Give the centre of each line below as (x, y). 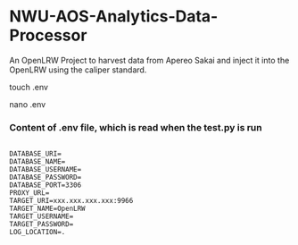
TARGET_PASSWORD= (41, 224)
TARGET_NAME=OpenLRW (48, 209)
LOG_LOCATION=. (37, 232)
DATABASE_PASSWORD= (46, 177)
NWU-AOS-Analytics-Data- (114, 17)
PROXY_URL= (29, 193)
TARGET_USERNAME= (41, 216)
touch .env (29, 87)
